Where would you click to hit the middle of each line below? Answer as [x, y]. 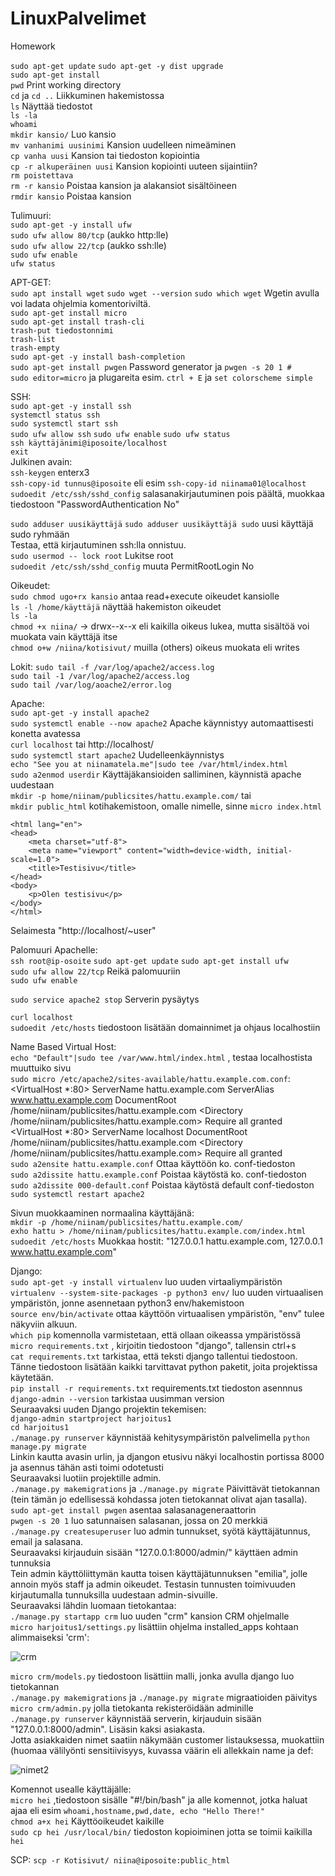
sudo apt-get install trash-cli [77, 322]
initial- [274, 850]
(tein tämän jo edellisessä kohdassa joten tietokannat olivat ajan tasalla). [159, 1499]
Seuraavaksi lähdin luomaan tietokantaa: [93, 1605]
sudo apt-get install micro [69, 313]
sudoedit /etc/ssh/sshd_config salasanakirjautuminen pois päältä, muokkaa [167, 493]
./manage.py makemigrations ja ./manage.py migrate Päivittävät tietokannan [165, 1488]
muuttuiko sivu [41, 1068]
